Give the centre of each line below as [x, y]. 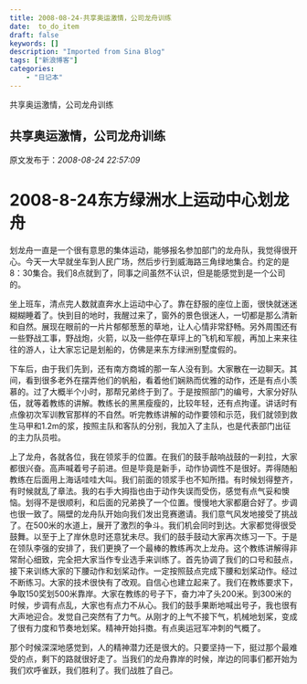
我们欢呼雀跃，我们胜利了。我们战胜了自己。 [94, 670]
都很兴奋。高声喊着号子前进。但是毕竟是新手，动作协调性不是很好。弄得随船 [153, 468]
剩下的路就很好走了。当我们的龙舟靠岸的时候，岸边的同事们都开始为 [169, 658]
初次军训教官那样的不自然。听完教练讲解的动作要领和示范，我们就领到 [157, 414]
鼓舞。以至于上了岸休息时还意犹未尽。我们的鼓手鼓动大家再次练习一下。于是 [153, 536]
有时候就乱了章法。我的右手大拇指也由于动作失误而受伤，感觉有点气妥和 [145, 490]
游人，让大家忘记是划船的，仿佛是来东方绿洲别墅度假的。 [133, 349]
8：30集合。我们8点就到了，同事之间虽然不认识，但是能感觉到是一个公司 [148, 273]
